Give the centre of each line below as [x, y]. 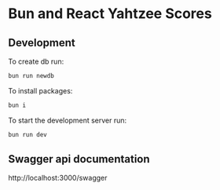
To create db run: [36, 61]
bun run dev [27, 134]
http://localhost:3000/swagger [58, 178]
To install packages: [40, 90]
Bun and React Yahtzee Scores [110, 14]
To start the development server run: [68, 120]
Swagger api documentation [79, 159]
